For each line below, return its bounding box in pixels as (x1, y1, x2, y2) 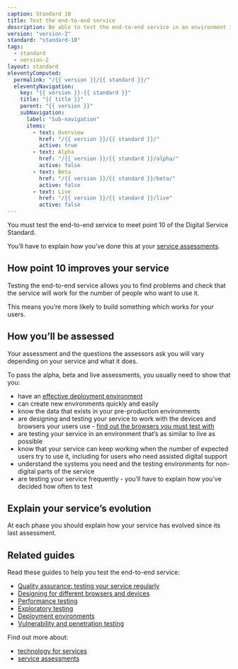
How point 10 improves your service (7, 263, 169, 275)
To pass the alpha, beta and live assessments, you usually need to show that (7, 370, 231, 379)
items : (25, 122, 46, 130)
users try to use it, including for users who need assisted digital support (17, 452, 228, 460)
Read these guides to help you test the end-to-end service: (7, 568, 181, 577)
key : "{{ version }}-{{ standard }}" (20, 89, 132, 96)
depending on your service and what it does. (7, 357, 138, 365)
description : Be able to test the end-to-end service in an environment (7, 23, 227, 30)
